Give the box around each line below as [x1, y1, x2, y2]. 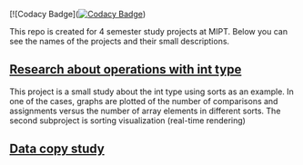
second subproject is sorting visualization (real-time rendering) [9, 114, 246, 126]
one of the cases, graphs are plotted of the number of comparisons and [9, 95, 278, 106]
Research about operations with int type [9, 62, 242, 77]
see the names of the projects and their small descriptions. [9, 36, 230, 46]
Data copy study [9, 141, 105, 157]
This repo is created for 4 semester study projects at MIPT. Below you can [9, 26, 288, 36]
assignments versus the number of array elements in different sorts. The [9, 105, 281, 116]
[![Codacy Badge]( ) [9, 9, 146, 19]
